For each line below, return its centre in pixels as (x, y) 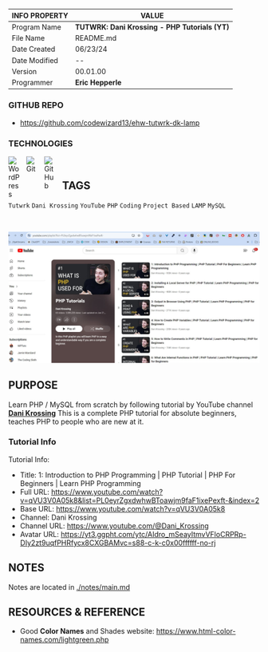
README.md (96, 38)
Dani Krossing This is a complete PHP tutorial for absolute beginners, (122, 413)
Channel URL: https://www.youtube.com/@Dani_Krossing (114, 526)
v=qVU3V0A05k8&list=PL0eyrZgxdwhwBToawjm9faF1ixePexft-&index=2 (140, 500)
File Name (28, 38)
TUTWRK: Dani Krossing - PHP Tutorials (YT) (152, 27)
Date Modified (35, 60)
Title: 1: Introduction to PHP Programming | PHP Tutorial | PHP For (128, 475)
